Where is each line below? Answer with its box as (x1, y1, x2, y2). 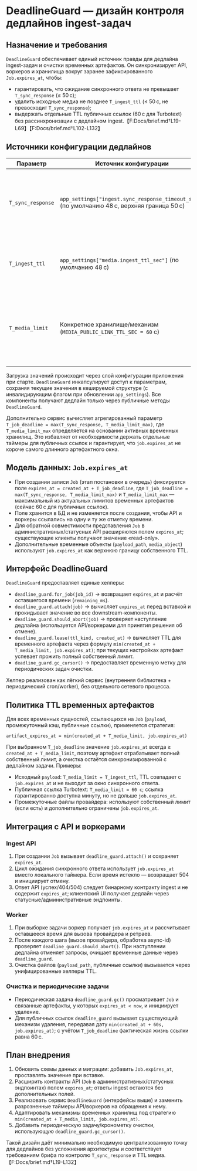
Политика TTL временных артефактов (6, 700, 155, 710)
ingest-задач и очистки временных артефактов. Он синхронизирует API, (6, 62, 188, 69)
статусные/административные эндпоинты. (14, 896, 123, 903)
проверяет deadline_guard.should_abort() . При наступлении (14, 943, 166, 950)
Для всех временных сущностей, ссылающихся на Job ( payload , (6, 715, 167, 722)
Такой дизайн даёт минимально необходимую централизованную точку (6, 1139, 188, 1146)
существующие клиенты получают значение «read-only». (14, 534, 159, 541)
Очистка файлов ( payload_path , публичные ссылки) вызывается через (14, 962, 191, 969)
